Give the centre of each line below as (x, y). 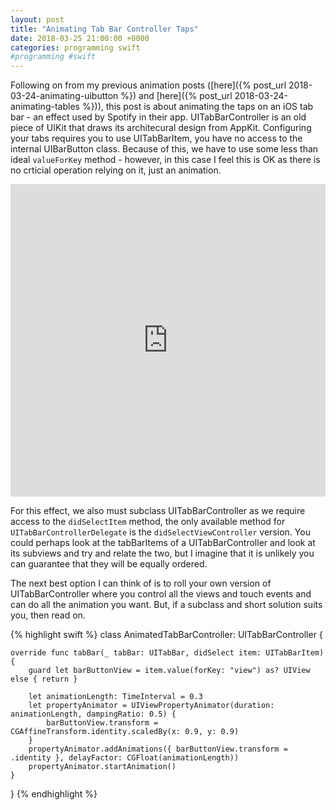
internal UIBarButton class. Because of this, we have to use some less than (164, 149)
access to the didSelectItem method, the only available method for (148, 522)
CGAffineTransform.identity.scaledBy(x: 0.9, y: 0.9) (125, 732)
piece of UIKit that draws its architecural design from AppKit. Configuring (161, 128)
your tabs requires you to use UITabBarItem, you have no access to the (156, 138)
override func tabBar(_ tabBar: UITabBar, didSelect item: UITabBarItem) (167, 653)
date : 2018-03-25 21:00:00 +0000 (80, 38)
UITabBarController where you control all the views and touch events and (161, 594)
